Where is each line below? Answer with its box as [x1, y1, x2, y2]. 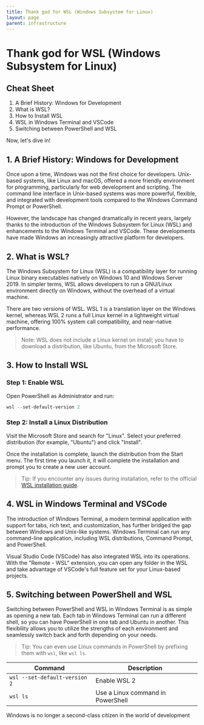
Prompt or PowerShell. [6, 203, 63, 210]
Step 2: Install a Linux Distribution [6, 418, 108, 427]
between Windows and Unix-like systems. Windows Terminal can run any [6, 528, 190, 535]
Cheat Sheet [6, 83, 55, 93]
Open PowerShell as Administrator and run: [6, 392, 114, 399]
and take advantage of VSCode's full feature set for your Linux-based [6, 565, 181, 573]
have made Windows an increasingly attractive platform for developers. [6, 234, 185, 241]
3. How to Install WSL [6, 360, 89, 371]
